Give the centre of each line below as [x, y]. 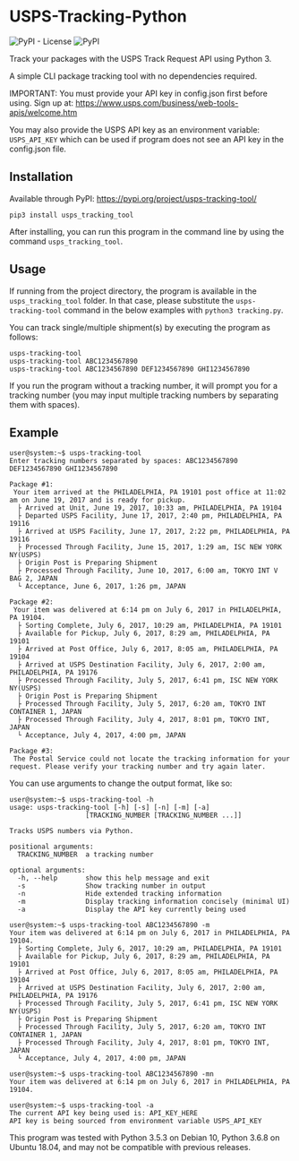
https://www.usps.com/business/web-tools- [157, 103]
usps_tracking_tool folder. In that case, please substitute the [122, 300]
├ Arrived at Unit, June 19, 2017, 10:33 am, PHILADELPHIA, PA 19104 [149, 508]
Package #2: [31, 602]
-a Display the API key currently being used [132, 910]
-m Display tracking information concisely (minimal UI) [154, 902]
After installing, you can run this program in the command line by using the [147, 231]
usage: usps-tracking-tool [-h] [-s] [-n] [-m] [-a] [110, 808]
